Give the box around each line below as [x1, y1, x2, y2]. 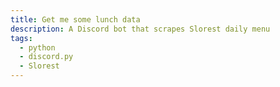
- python [19, 42, 56, 53]
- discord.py [19, 52, 74, 62]
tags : [10, 33, 33, 43]
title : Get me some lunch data [10, 14, 141, 25]
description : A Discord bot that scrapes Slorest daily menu [10, 24, 271, 34]
